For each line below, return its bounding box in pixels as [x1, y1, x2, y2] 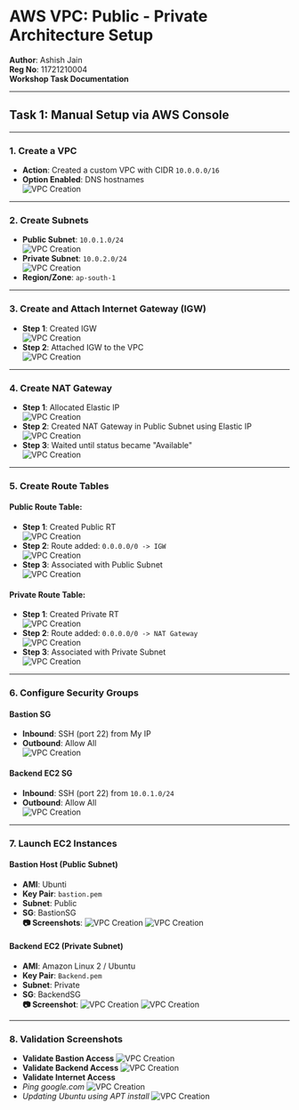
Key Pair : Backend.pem [21, 969, 102, 980]
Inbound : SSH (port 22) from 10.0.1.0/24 [21, 787, 175, 798]
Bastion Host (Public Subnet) [9, 859, 118, 870]
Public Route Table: [9, 502, 83, 512]
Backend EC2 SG [9, 768, 73, 778]
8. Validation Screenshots [9, 1033, 123, 1045]
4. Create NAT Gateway [9, 382, 113, 394]
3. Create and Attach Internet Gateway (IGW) [9, 302, 207, 315]
